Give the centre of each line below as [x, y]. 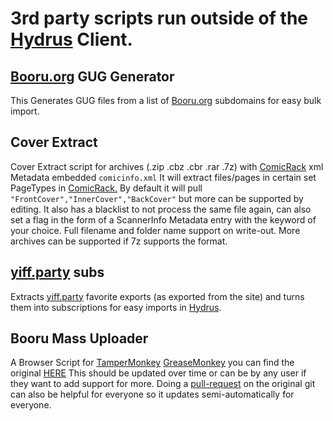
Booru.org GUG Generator [92, 76]
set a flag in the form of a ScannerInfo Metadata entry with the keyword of [163, 219]
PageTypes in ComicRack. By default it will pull [106, 188]
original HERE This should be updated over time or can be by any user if [158, 373]
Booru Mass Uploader [79, 338]
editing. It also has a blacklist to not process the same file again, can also [161, 209]
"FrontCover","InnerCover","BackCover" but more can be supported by [157, 198]
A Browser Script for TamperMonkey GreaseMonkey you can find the [152, 363]
